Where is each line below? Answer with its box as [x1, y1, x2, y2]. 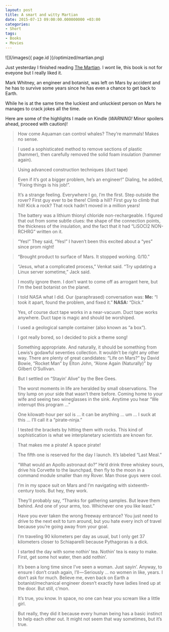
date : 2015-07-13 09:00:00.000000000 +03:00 [5, 17, 101, 22]
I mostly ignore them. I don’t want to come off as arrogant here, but [17, 278, 158, 285]
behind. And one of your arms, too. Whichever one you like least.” [17, 502, 155, 509]
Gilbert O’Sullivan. [17, 365, 56, 371]
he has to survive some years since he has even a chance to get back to [5, 85, 156, 91]
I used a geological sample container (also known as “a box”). [17, 324, 147, 330]
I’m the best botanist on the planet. [17, 284, 91, 290]
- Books [5, 36, 22, 41]
